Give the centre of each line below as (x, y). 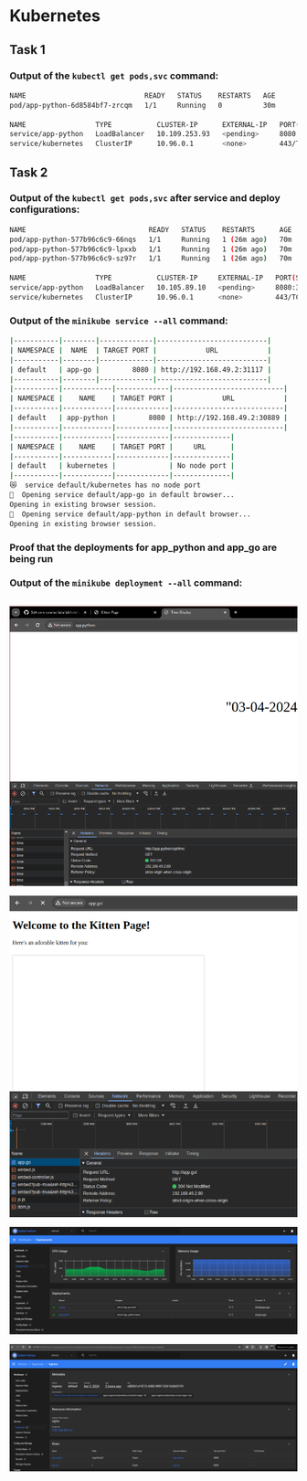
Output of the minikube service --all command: (119, 321)
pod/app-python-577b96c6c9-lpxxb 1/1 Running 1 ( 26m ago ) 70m (151, 249)
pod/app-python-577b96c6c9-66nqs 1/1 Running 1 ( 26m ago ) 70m (151, 239)
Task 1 (27, 50)
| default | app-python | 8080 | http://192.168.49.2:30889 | (148, 418)
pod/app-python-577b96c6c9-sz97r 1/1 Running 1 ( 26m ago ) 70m (151, 259)
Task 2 (29, 172)
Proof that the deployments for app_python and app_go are (143, 547)
